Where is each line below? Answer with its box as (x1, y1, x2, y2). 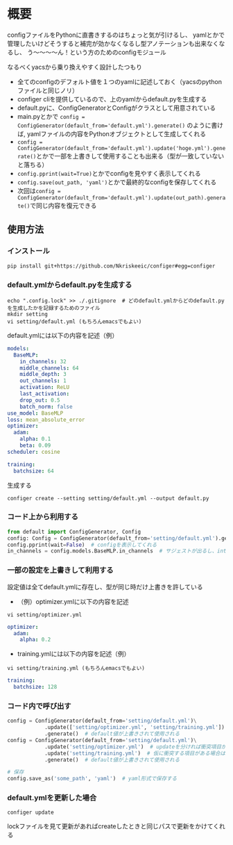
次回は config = (17, 186, 61, 195)
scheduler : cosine (7, 448, 60, 455)
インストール (7, 246, 50, 256)
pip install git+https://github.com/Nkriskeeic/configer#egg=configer (7, 262, 216, 270)
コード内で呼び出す (7, 701, 71, 711)
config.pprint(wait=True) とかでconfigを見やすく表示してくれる (17, 169, 201, 177)
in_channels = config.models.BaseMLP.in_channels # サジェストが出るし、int (7, 548, 227, 555)
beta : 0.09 (19, 442, 51, 449)
